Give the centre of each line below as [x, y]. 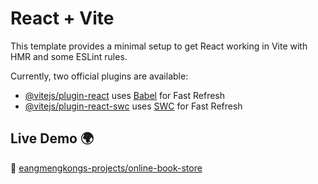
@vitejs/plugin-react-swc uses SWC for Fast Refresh [133, 106]
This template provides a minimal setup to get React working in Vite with [159, 46]
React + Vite [62, 18]
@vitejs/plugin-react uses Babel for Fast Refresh [125, 95]
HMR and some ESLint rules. [69, 56]
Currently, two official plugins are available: [99, 76]
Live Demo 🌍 [52, 138]
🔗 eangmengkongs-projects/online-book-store [106, 168]
